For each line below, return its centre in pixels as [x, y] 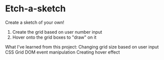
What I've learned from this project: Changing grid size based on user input [82, 47]
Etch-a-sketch [35, 9]
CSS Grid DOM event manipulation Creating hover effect [63, 52]
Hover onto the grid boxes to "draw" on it [54, 37]
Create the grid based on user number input [57, 32]
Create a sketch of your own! [35, 22]
